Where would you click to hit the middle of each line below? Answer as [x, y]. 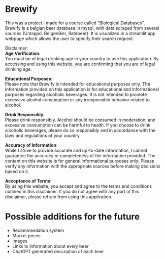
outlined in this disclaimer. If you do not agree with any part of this [72, 191]
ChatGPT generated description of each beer [58, 251]
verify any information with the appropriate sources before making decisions [83, 166]
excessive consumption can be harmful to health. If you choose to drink [78, 125]
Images [20, 241]
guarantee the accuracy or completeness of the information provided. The [80, 155]
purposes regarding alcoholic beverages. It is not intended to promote [76, 94]
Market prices [26, 235]
